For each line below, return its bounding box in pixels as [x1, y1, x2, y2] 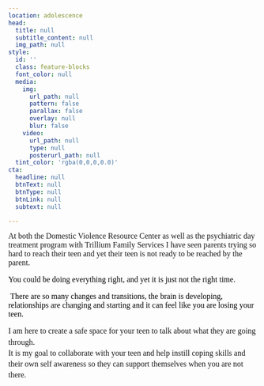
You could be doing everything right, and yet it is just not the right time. [8, 274, 236, 285]
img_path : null [15, 41, 66, 49]
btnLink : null [15, 195, 62, 203]
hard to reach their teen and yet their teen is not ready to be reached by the [8, 249, 243, 259]
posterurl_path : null [28, 151, 101, 159]
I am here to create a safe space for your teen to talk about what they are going [8, 326, 256, 336]
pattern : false [28, 100, 80, 108]
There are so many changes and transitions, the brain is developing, [9, 292, 224, 301]
